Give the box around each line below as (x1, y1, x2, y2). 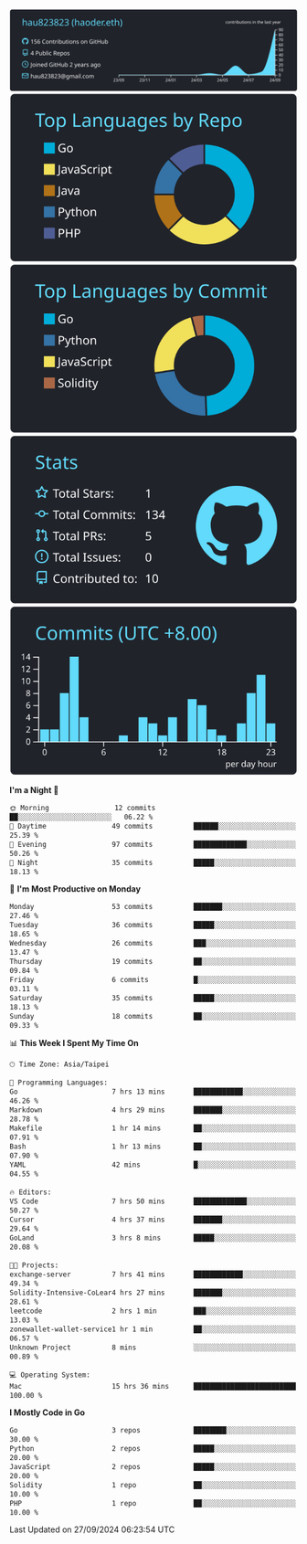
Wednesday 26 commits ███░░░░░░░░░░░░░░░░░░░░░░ (9, 938, 297, 947)
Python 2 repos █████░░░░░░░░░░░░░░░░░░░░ (9, 1444, 297, 1453)
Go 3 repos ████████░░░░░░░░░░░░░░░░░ (9, 1425, 297, 1434)
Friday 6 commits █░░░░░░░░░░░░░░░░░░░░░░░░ (9, 975, 297, 984)
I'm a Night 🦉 (9, 784, 59, 795)
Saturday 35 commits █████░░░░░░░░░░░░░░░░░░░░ (9, 993, 297, 1002)
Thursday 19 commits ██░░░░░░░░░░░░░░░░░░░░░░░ (9, 957, 297, 966)
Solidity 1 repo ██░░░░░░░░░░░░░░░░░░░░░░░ (9, 1480, 297, 1489)
